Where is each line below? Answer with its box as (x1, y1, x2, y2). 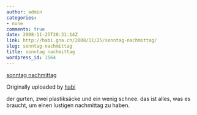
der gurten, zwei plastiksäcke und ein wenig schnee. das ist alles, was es (6, 95, 191, 102)
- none (6, 20, 23, 26)
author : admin (6, 9, 43, 15)
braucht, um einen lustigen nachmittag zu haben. (6, 102, 130, 109)
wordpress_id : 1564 (6, 54, 56, 61)
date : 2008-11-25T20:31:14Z (6, 32, 78, 38)
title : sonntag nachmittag (6, 49, 75, 55)
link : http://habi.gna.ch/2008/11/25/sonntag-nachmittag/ (6, 37, 157, 43)
